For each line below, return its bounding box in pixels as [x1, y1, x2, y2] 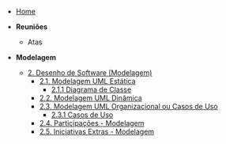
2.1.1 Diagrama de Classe [51, 85, 132, 94]
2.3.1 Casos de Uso [51, 110, 114, 119]
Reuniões [15, 22, 48, 31]
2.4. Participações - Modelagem [39, 119, 145, 127]
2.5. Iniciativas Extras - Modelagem [39, 127, 155, 136]
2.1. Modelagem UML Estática [39, 77, 136, 85]
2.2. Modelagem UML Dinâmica [39, 93, 142, 102]
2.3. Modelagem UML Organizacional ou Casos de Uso [39, 102, 219, 111]
